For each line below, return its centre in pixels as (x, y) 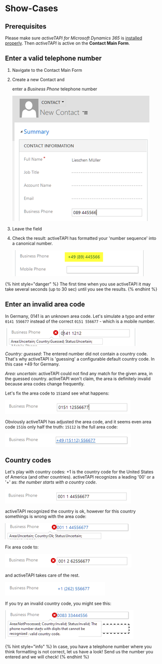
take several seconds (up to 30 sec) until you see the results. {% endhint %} (81, 289)
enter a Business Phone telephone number (55, 89)
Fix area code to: (22, 547)
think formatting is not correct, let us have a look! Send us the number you (79, 652)
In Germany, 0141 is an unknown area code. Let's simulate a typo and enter (80, 316)
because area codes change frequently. (45, 383)
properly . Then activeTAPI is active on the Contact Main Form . (67, 43)
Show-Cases (32, 8)
